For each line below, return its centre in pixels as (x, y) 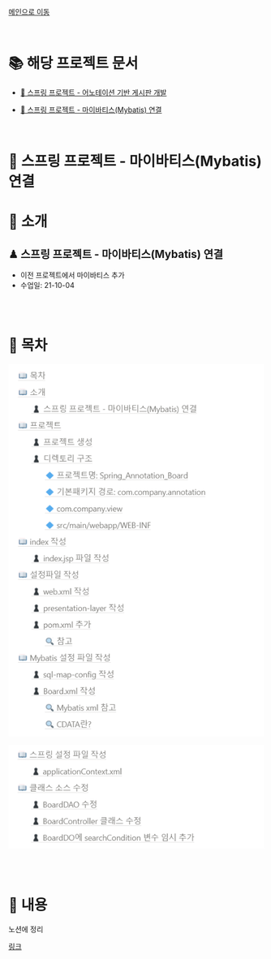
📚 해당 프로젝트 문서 (73, 64)
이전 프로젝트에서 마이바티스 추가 (72, 275)
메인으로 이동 (29, 12)
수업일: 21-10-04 (47, 286)
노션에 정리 (26, 929)
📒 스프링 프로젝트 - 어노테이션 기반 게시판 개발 (93, 92)
